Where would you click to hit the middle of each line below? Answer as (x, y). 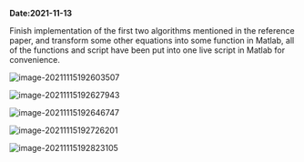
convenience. (35, 60)
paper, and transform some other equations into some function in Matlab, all (152, 40)
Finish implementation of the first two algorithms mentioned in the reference (152, 30)
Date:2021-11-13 (41, 13)
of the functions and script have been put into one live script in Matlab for (147, 50)
